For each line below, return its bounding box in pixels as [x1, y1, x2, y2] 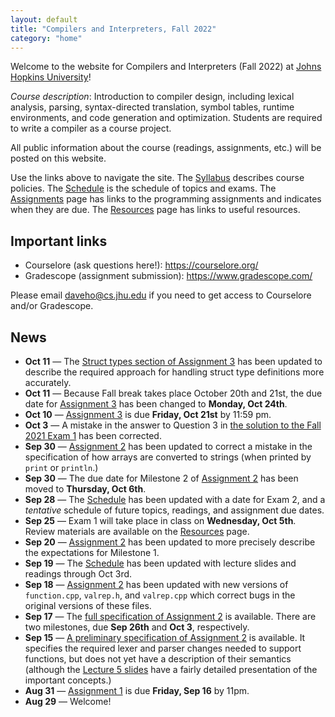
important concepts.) [24, 674, 112, 686]
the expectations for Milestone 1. [24, 547, 160, 558]
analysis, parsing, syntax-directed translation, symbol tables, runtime [10, 101, 295, 113]
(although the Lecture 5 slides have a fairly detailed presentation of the [24, 664, 318, 675]
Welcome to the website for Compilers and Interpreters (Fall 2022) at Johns [10, 61, 322, 73]
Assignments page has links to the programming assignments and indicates [10, 193, 322, 205]
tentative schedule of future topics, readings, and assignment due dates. [24, 504, 325, 516]
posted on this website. [10, 152, 107, 165]
